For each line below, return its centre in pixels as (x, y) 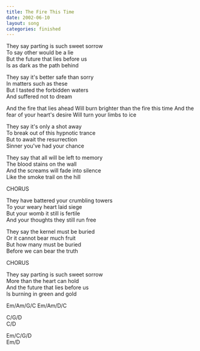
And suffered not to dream (39, 97)
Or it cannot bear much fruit (41, 238)
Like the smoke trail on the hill (43, 177)
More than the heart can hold (43, 281)
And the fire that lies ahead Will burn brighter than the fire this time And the (100, 108)
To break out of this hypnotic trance (51, 133)
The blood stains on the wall (42, 164)
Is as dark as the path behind (42, 66)
